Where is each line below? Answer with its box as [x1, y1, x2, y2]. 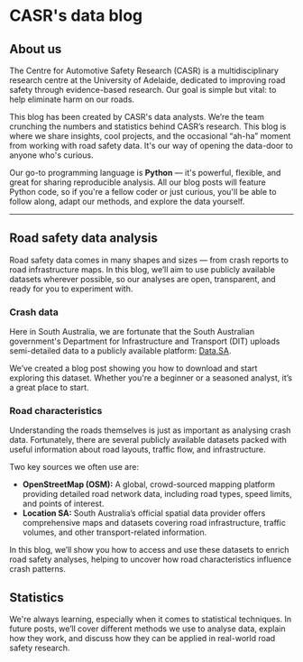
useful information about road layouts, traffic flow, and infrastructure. [9, 444, 266, 455]
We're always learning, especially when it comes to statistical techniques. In [9, 614, 292, 625]
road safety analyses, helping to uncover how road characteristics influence [9, 554, 292, 565]
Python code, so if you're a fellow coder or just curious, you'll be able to [9, 187, 277, 197]
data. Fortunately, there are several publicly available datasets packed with [9, 435, 287, 446]
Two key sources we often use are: [9, 462, 140, 473]
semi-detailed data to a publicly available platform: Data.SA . [9, 345, 232, 356]
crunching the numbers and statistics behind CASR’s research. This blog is [9, 121, 287, 132]
